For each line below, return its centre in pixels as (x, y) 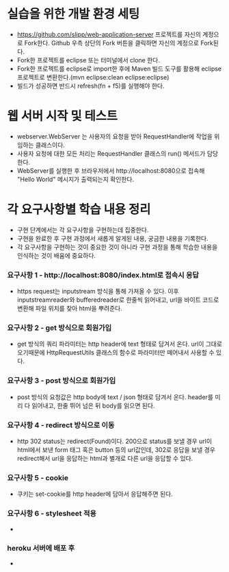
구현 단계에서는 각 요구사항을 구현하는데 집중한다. (83, 230)
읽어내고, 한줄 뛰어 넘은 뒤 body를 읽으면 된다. (93, 405)
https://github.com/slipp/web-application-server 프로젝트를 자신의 (109, 34)
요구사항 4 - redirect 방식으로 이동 (61, 425)
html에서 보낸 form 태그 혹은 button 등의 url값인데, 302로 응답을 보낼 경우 (116, 450)
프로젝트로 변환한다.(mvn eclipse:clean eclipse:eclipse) (93, 77)
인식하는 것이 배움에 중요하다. (56, 255)
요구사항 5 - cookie (38, 477)
